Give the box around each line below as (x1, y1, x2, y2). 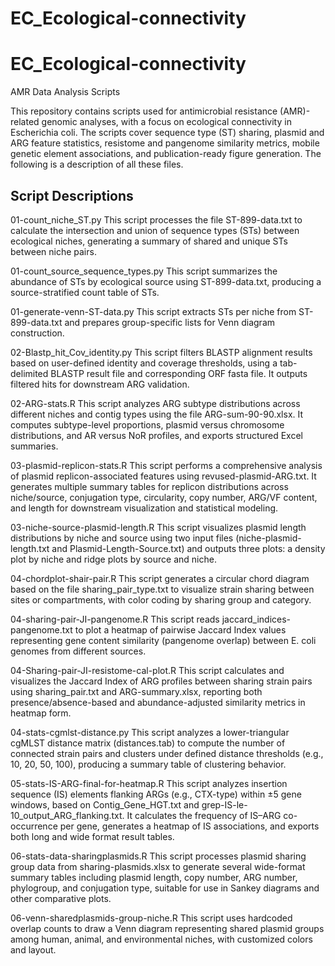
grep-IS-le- (201, 798, 248, 811)
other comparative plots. (10, 892, 112, 904)
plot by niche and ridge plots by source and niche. (10, 553, 217, 565)
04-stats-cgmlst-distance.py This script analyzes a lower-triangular (10, 726, 290, 738)
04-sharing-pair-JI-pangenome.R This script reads (10, 613, 220, 625)
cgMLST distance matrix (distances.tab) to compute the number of (10, 737, 286, 749)
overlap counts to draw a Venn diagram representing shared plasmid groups (10, 922, 325, 934)
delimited (10, 367, 49, 379)
